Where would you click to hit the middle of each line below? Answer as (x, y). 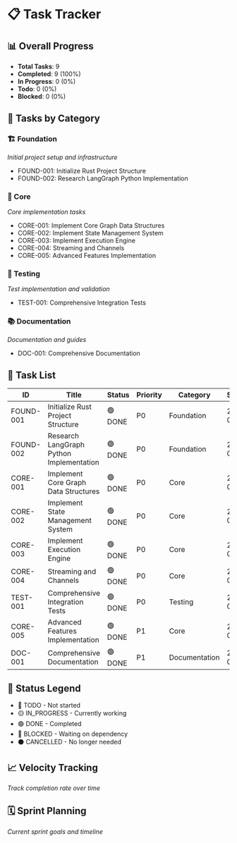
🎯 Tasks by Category (54, 119)
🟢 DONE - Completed (50, 724)
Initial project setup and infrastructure (62, 157)
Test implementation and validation (59, 289)
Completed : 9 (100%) (49, 74)
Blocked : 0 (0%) (42, 96)
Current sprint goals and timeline (55, 831)
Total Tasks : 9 (38, 66)
